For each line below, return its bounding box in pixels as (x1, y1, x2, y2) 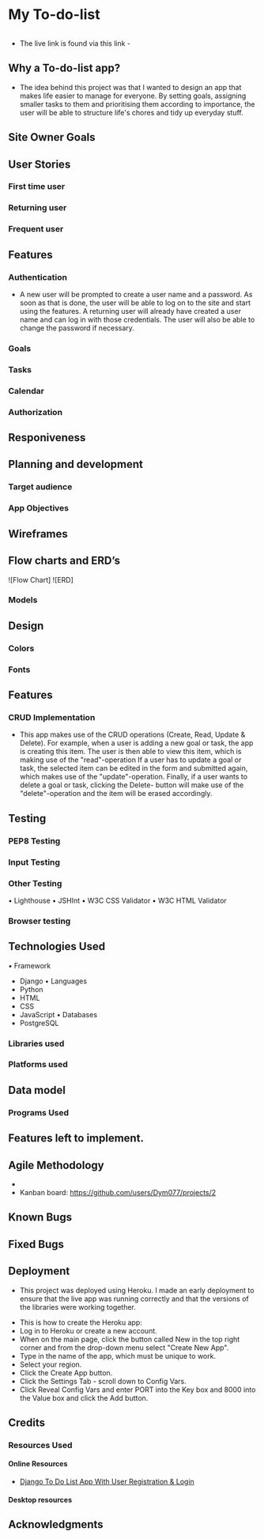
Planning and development (8, 458, 144, 471)
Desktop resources (8, 1495, 73, 1504)
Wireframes (8, 527, 69, 541)
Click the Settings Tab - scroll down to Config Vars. (19, 1376, 187, 1386)
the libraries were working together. (19, 1302, 137, 1311)
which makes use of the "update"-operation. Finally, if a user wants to (19, 772, 247, 782)
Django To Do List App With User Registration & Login (19, 1477, 195, 1487)
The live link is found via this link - (19, 38, 131, 48)
